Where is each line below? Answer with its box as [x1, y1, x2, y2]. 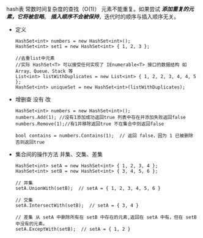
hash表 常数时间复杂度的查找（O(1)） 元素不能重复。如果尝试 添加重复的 [6, 5, 189, 12]
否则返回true [15, 139, 45, 145]
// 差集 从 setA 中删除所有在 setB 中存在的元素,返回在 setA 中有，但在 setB [15, 214, 197, 220]
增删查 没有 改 [15, 96, 51, 103]
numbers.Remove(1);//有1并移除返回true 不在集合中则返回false [15, 121, 164, 127]
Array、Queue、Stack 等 [15, 68, 73, 74]
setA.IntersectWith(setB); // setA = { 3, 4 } [15, 203, 139, 209]
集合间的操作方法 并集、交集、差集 [15, 151, 103, 157]
